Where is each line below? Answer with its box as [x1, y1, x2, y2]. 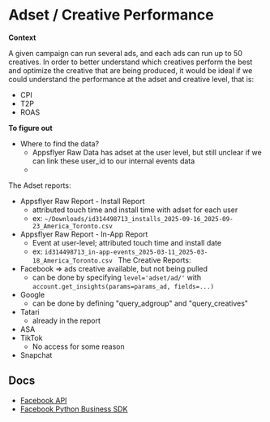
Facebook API [19, 395, 67, 405]
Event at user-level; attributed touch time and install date [32, 237, 221, 247]
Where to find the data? [19, 138, 100, 148]
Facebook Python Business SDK [19, 404, 128, 414]
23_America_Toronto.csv [32, 222, 114, 230]
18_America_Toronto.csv [32, 256, 114, 265]
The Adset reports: [8, 181, 71, 190]
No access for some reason [32, 342, 125, 351]
